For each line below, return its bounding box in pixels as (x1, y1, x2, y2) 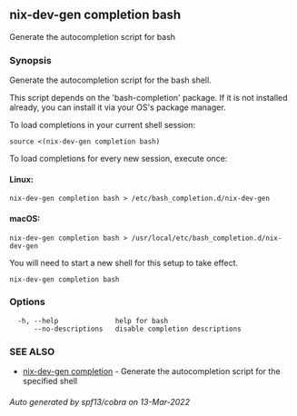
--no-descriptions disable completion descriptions (33, 324, 243, 333)
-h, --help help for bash (17, 316, 169, 325)
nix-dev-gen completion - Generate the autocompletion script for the (22, 366, 281, 377)
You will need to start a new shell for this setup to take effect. (9, 257, 239, 268)
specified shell (22, 376, 78, 387)
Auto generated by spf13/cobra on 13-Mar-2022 (9, 396, 191, 407)
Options (9, 295, 45, 308)
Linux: (9, 173, 34, 184)
